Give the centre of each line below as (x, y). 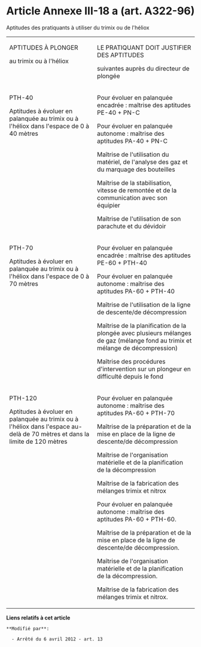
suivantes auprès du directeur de (143, 68)
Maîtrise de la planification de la (141, 325)
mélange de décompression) (137, 348)
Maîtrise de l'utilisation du (133, 154)
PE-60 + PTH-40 (122, 263)
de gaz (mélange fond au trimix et (144, 340)
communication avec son (132, 197)
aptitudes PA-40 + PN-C (132, 141)
